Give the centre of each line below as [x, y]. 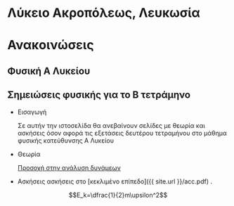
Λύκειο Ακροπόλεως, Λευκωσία [104, 13]
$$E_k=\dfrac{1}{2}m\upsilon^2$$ [118, 195]
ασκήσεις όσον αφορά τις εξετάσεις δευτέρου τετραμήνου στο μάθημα [122, 133]
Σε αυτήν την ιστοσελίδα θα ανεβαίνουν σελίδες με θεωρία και [111, 125]
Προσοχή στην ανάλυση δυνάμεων [69, 167]
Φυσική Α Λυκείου [49, 71]
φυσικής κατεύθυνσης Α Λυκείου [66, 140]
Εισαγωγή [32, 112]
